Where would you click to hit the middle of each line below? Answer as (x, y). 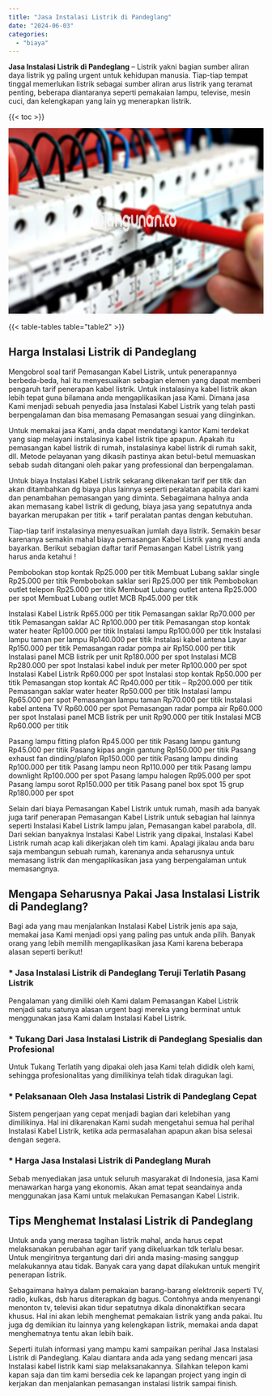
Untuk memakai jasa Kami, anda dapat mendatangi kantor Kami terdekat (129, 430)
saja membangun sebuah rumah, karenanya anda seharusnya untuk (121, 851)
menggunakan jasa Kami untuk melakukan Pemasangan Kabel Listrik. (124, 1195)
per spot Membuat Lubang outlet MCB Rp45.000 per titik (103, 598)
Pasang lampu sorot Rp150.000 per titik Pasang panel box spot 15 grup (126, 784)
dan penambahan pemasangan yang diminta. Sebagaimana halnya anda (129, 497)
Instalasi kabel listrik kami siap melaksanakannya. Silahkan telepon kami (128, 1366)
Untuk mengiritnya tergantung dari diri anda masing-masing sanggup (123, 1258)
